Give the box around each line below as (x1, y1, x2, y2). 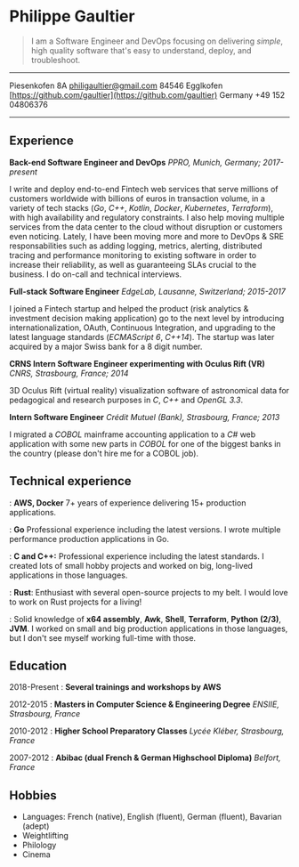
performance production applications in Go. (9, 533, 170, 544)
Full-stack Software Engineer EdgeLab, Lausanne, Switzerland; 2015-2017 (9, 286, 287, 296)
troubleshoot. (30, 54, 81, 65)
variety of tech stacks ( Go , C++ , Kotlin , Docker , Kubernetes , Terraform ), (9, 202, 274, 213)
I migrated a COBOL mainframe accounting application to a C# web (9, 429, 256, 440)
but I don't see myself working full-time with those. (9, 632, 197, 643)
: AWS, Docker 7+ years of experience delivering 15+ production (9, 497, 246, 508)
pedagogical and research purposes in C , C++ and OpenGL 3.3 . (9, 394, 244, 405)
